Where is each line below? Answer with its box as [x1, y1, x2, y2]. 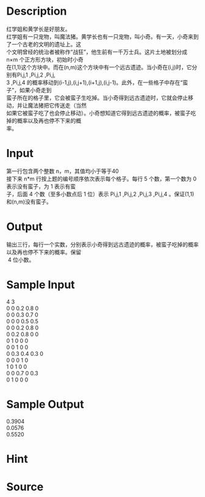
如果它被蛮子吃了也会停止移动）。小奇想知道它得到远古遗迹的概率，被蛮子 [6, 109, 191, 117]
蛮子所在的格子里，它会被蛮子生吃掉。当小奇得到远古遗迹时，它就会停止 [6, 94, 188, 101]
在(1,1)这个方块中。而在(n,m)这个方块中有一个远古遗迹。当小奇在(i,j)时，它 [6, 63, 192, 71]
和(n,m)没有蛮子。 [6, 197, 52, 205]
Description [6, 4, 67, 18]
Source [6, 480, 44, 494]
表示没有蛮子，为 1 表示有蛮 [6, 182, 76, 190]
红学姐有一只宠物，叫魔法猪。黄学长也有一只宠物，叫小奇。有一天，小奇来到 [6, 32, 199, 40]
